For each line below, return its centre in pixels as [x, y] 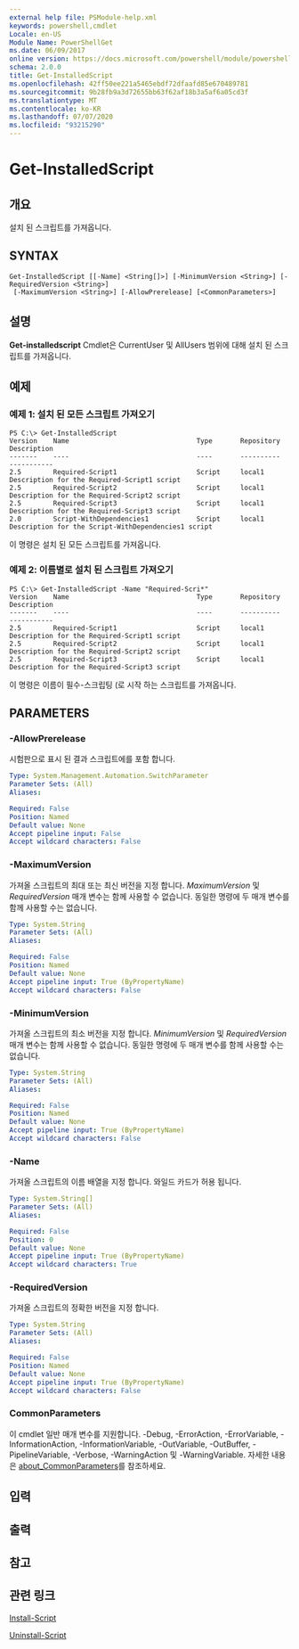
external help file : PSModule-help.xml [83, 17]
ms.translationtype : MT [53, 100]
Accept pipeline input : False [65, 833]
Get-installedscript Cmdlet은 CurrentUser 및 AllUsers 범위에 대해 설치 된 [141, 345]
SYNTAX [34, 256]
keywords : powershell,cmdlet [63, 26]
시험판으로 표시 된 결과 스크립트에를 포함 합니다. [93, 759]
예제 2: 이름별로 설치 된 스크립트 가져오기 [91, 570]
